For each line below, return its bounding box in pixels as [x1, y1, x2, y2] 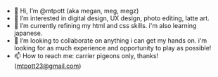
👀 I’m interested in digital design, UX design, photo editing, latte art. [13, 14, 210, 22]
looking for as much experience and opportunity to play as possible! [13, 44, 212, 52]
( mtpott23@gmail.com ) [13, 62, 82, 70]
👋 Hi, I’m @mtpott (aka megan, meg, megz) [13, 7, 139, 15]
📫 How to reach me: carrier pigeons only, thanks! [13, 52, 159, 59]
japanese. [13, 29, 43, 37]
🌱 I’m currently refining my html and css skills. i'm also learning [13, 22, 197, 29]
